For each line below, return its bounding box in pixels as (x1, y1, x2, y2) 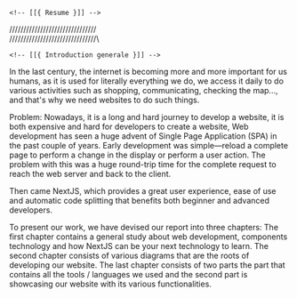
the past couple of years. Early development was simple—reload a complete (9, 141, 289, 150)
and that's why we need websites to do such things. (9, 94, 200, 105)
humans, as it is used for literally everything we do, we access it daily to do (9, 76, 285, 86)
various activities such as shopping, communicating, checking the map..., (9, 85, 278, 95)
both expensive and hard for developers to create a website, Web (9, 121, 249, 132)
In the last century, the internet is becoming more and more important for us (9, 67, 287, 77)
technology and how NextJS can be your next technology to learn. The (9, 241, 269, 251)
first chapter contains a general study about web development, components (9, 231, 288, 242)
